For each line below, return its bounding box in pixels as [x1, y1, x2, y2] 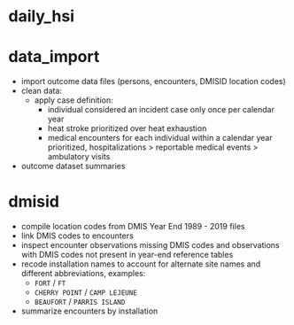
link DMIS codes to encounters [20, 230, 134, 241]
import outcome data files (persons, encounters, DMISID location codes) [20, 76, 287, 87]
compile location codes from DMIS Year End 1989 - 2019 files [20, 221, 245, 232]
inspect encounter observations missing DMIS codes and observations [20, 240, 280, 251]
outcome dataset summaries [20, 161, 126, 172]
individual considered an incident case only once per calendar [47, 104, 275, 115]
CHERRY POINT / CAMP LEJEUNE [34, 287, 138, 298]
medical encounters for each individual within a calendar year [47, 133, 273, 143]
